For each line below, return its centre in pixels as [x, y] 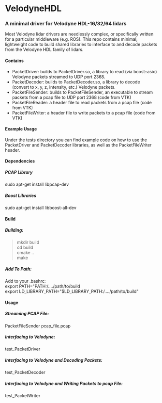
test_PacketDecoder [25, 372]
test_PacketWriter [23, 396]
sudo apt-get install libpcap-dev [37, 184]
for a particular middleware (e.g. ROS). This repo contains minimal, [71, 39]
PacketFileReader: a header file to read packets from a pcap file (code [82, 102]
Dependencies [20, 161]
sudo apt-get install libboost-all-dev [41, 208]
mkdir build [28, 242]
